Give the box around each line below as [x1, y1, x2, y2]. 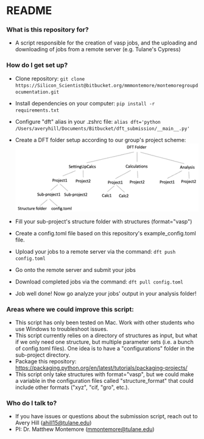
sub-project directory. [15, 351, 71, 359]
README [6, 4, 52, 18]
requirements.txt [15, 107, 60, 113]
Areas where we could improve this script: [6, 305, 134, 313]
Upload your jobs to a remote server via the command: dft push [15, 248, 176, 255]
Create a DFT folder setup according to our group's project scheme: [15, 136, 186, 143]
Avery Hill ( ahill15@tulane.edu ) [15, 419, 92, 427]
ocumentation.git [15, 89, 60, 95]
